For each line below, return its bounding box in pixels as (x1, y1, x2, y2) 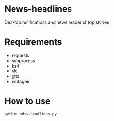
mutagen (11, 78, 29, 84)
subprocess (11, 57, 35, 64)
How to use (4, 96, 51, 106)
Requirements (4, 36, 62, 48)
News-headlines (4, 3, 72, 15)
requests (11, 52, 29, 58)
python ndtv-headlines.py (4, 111, 57, 116)
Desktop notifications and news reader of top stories (4, 19, 110, 25)
